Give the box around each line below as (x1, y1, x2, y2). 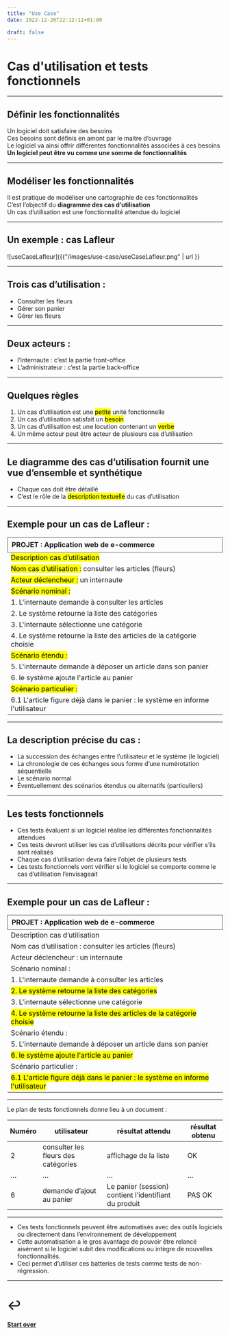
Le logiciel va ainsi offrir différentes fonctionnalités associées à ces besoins (7, 141, 220, 150)
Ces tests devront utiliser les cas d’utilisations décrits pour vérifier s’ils (16, 841, 216, 849)
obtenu (191, 1130, 216, 1140)
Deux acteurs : (7, 338, 71, 349)
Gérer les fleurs (16, 312, 62, 320)
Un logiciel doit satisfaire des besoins (7, 127, 113, 135)
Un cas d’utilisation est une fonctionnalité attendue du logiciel (7, 207, 181, 216)
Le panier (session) (107, 1182, 169, 1192)
